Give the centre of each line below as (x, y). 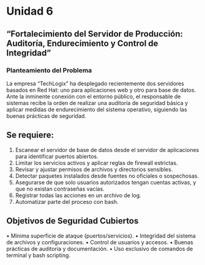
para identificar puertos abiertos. (57, 156)
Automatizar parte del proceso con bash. (67, 201)
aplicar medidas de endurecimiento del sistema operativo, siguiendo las (97, 109)
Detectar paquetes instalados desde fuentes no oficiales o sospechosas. (107, 176)
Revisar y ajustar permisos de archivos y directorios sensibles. (94, 169)
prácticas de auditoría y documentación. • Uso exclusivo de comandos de (100, 249)
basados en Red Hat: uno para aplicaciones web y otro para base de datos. (101, 90)
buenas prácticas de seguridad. (47, 116)
